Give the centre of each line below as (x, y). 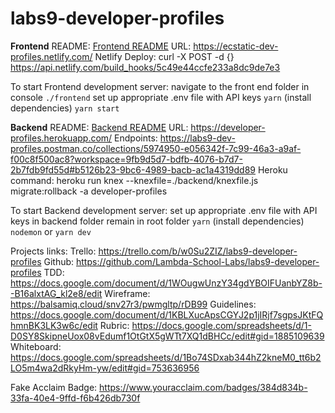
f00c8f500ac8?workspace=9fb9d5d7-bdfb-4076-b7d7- (126, 159)
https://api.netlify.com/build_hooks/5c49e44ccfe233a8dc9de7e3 (145, 67)
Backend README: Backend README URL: (99, 127)
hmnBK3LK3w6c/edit (54, 325)
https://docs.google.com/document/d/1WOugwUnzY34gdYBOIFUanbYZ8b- (166, 283)
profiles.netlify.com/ (51, 56)
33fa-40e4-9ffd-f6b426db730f (75, 398)
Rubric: (114, 325)
